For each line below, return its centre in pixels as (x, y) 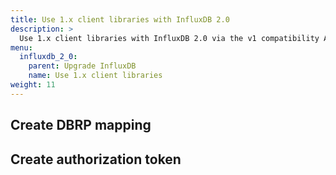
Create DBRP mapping (81, 125)
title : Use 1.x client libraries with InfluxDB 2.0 (120, 19)
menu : (21, 47)
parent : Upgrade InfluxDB (82, 66)
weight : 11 (33, 85)
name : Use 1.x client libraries (95, 76)
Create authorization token (96, 159)
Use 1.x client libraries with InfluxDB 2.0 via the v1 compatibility (169, 38)
